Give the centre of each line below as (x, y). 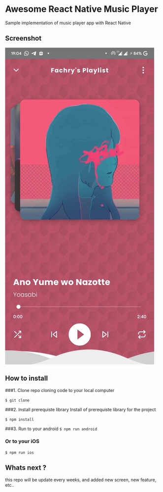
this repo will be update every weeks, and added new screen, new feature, (81, 480)
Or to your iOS (22, 442)
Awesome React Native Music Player (82, 9)
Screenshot (23, 38)
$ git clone (17, 400)
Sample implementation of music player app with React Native (68, 23)
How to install (27, 378)
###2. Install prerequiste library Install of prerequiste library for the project (81, 409)
